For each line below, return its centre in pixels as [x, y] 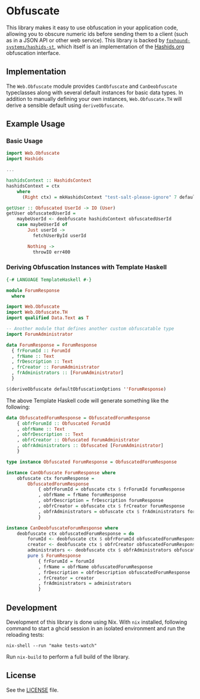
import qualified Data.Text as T [48, 318]
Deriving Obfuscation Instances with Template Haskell [87, 267]
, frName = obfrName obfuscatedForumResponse [95, 567]
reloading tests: [25, 635]
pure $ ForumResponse [54, 556]
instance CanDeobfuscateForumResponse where [62, 528]
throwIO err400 [51, 252]
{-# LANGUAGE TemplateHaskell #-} [49, 280]
